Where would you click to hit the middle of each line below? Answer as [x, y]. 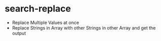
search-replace [38, 9]
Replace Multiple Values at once [46, 22]
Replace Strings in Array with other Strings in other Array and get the [84, 27]
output [19, 33]
